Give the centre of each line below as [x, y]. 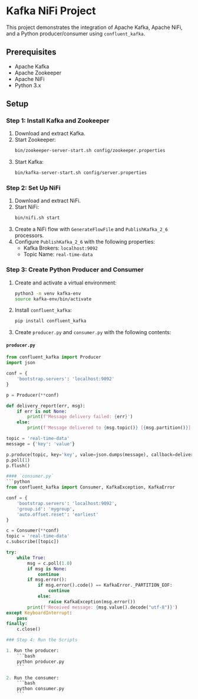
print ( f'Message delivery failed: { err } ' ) [80, 417]
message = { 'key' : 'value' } [41, 444]
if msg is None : [47, 569]
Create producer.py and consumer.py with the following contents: [93, 332]
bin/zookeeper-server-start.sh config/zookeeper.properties [90, 151]
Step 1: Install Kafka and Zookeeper [58, 121]
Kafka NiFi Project [51, 11]
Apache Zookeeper [38, 73]
